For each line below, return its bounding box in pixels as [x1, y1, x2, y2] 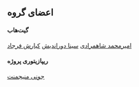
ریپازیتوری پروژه [7, 57, 48, 65]
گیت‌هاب [7, 25, 29, 34]
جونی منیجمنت [7, 72, 45, 80]
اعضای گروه [7, 7, 54, 18]
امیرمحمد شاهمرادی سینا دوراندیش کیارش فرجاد [7, 41, 132, 49]
